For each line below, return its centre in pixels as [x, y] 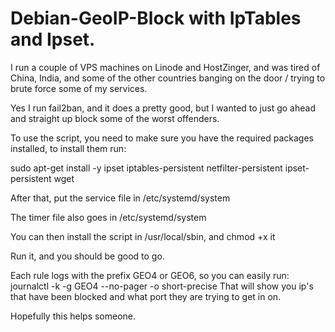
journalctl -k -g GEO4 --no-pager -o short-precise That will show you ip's [162, 286]
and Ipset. [53, 39]
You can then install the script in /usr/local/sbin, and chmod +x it [143, 236]
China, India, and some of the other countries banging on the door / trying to [168, 78]
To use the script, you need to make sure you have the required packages [162, 138]
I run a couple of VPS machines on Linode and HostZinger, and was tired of [165, 67]
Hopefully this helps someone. [73, 316]
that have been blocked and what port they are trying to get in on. [146, 296]
